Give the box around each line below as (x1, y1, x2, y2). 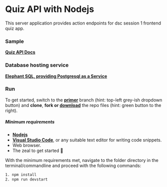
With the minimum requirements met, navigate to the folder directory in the (5, 157, 159, 163)
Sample (5, 37, 24, 44)
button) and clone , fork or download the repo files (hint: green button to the (5, 102, 162, 108)
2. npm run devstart (5, 176, 48, 182)
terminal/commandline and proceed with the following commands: (5, 162, 141, 168)
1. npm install (5, 172, 37, 177)
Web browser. (12, 142, 41, 148)
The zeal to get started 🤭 (12, 147, 63, 153)
